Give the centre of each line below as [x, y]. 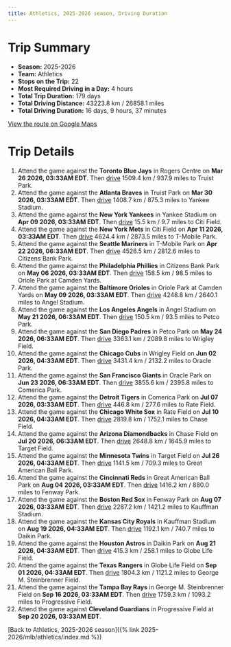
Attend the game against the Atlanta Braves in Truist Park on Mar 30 [115, 193]
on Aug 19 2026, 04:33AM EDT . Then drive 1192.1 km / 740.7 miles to [116, 528]
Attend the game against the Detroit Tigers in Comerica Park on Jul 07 [118, 397]
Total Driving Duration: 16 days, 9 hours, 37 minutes [92, 110]
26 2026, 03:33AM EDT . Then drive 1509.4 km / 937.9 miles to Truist [116, 178]
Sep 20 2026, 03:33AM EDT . [59, 616]
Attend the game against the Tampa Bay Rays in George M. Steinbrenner [121, 587]
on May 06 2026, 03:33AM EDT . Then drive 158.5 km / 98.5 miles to [115, 273]
